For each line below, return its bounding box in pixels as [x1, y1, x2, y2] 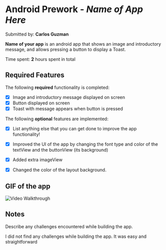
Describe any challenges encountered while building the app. [5, 223, 133, 229]
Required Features [5, 71, 65, 80]
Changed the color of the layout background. [12, 167, 107, 173]
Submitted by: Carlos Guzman [5, 31, 69, 37]
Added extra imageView [12, 157, 63, 163]
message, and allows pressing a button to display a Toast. [5, 46, 126, 52]
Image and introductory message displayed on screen [12, 94, 126, 100]
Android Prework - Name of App [5, 4, 143, 15]
